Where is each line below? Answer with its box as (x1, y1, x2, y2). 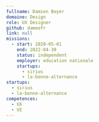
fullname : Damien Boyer (6, 8, 65, 15)
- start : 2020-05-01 (11, 42, 62, 48)
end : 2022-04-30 (16, 47, 57, 53)
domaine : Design (6, 14, 46, 20)
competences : (6, 96, 38, 101)
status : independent (16, 52, 67, 58)
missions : (6, 36, 31, 42)
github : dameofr (6, 25, 46, 31)
